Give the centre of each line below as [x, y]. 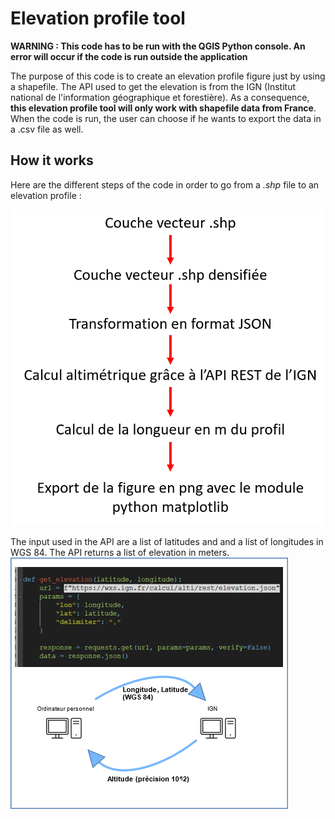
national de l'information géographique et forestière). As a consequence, [160, 97]
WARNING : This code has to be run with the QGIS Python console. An [158, 46]
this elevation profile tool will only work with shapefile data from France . [163, 108]
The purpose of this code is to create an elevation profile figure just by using [168, 76]
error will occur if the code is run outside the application [129, 56]
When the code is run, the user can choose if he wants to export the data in [166, 118]
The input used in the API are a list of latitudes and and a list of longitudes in [167, 542]
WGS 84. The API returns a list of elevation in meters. [120, 553]
